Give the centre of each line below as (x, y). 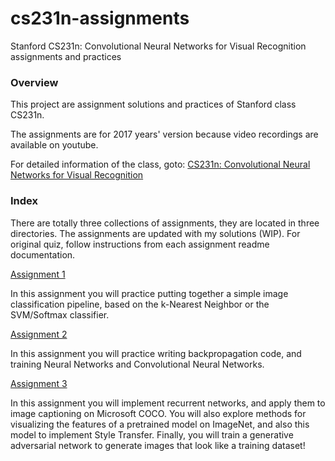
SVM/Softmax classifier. (60, 314)
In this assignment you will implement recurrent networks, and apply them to (168, 403)
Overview (34, 82)
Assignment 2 (39, 334)
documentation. (43, 254)
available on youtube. (54, 145)
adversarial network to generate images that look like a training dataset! (158, 445)
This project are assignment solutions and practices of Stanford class (153, 104)
